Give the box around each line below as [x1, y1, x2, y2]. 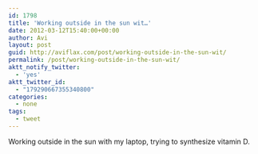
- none [15, 100, 38, 108]
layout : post [8, 41, 52, 49]
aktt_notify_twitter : [8, 64, 81, 71]
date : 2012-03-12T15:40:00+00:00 [8, 26, 120, 34]
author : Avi [8, 33, 48, 42]
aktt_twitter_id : [8, 78, 66, 86]
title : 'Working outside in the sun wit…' [8, 19, 152, 27]
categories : [8, 93, 48, 101]
